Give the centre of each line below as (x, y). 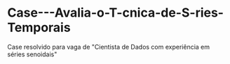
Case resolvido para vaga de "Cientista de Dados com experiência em (109, 47)
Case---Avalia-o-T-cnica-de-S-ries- (116, 13)
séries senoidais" (32, 54)
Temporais (39, 27)
